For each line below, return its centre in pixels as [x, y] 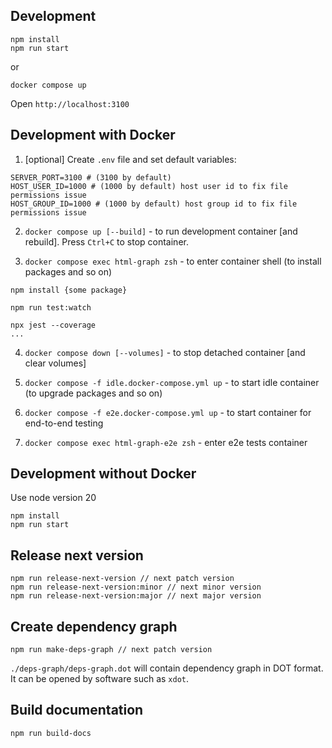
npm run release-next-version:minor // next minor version [136, 587]
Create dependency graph [94, 626]
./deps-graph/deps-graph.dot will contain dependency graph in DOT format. [167, 668]
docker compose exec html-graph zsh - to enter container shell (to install [173, 261]
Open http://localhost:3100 [70, 103]
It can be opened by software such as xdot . [100, 679]
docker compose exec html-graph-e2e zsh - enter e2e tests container [166, 442]
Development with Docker [93, 135]
